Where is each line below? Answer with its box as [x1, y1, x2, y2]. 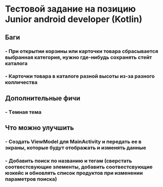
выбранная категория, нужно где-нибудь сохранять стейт [5, 54, 152, 60]
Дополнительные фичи [5, 94, 81, 102]
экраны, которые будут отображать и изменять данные [5, 145, 146, 151]
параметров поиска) [5, 175, 57, 182]
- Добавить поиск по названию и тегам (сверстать [5, 157, 132, 164]
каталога [5, 60, 28, 67]
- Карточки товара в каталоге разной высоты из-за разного [5, 73, 155, 80]
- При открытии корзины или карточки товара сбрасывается [5, 48, 159, 55]
